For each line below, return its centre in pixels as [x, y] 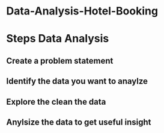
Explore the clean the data [56, 101]
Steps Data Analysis [58, 39]
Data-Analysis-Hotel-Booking [82, 11]
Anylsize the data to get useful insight [79, 122]
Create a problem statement [60, 60]
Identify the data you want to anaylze [77, 82]
